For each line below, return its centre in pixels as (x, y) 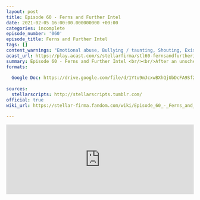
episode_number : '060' (34, 34)
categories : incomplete (36, 28)
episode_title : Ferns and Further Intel (57, 39)
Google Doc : (26, 78)
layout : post (22, 12)
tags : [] (17, 45)
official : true (25, 100)
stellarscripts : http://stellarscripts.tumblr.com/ (77, 94)
